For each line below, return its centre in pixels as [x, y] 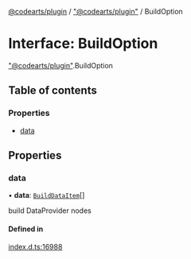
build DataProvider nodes [50, 211]
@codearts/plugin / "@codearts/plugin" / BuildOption [95, 12]
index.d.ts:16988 [35, 246]
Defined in [26, 229]
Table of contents [53, 91]
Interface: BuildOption [83, 44]
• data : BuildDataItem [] [47, 195]
